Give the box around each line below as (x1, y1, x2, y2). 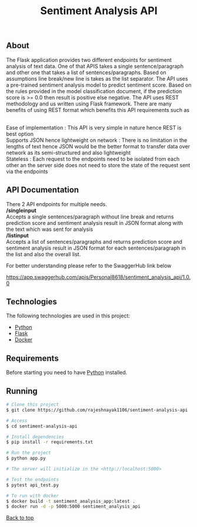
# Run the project (6, 450, 51, 456)
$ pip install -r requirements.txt (6, 439, 94, 445)
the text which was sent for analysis (6, 226, 93, 233)
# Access (6, 417, 28, 423)
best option (6, 130, 34, 137)
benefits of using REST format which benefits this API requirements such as (6, 106, 190, 113)
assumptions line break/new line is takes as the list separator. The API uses (6, 75, 188, 82)
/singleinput (6, 207, 36, 214)
